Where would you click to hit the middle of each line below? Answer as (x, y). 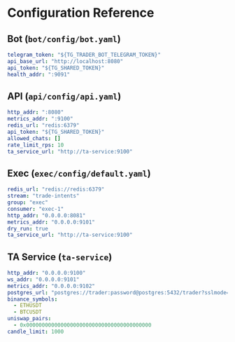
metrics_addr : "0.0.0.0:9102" (51, 286)
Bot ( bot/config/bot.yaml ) (64, 39)
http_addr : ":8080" (36, 112)
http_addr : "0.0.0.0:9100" (47, 273)
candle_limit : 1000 (36, 331)
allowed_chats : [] (34, 138)
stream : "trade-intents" (43, 196)
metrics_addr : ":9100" (40, 119)
